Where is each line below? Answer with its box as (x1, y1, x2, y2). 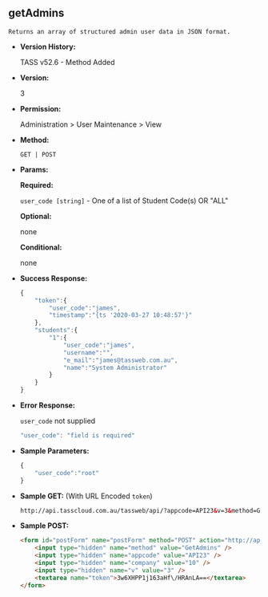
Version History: (19, 42, 76, 51)
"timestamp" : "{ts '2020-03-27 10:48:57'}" (49, 311, 193, 319)
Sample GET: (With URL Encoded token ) (19, 491, 154, 501)
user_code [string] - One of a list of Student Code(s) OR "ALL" (19, 196, 229, 205)
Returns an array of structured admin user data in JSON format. (8, 27, 230, 35)
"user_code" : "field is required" (19, 432, 135, 440)
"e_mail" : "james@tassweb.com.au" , (62, 356, 178, 364)
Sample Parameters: (19, 445, 90, 456)
